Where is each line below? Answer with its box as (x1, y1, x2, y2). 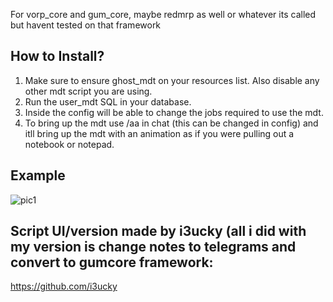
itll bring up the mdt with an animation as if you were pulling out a (24, 127, 295, 139)
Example (10, 167, 66, 184)
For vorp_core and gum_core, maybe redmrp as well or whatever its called (10, 9, 317, 20)
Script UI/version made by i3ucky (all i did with (10, 223, 307, 240)
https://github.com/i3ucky (10, 280, 118, 293)
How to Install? (10, 48, 105, 65)
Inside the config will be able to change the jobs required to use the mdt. (24, 106, 324, 118)
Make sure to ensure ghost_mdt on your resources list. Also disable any (24, 74, 320, 86)
